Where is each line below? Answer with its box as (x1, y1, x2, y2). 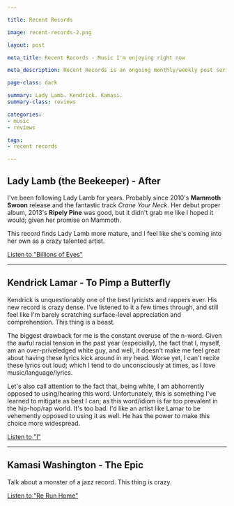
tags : (7, 137, 23, 144)
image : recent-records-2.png (7, 29, 92, 36)
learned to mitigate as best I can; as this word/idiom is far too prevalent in (7, 396, 218, 405)
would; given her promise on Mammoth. (7, 216, 122, 224)
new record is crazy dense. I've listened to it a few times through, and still (7, 303, 219, 311)
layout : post (7, 41, 45, 49)
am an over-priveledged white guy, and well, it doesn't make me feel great (7, 346, 221, 355)
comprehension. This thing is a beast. (7, 318, 115, 326)
